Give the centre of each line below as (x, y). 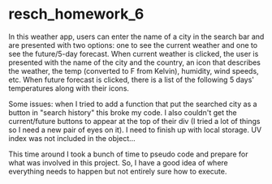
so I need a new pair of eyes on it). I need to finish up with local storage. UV (135, 130)
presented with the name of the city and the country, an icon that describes (135, 62)
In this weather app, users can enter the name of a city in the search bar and (136, 36)
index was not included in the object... (72, 138)
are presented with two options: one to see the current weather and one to (133, 45)
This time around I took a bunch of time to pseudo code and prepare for (128, 154)
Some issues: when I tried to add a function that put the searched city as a (133, 104)
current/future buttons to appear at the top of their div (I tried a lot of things (134, 121)
